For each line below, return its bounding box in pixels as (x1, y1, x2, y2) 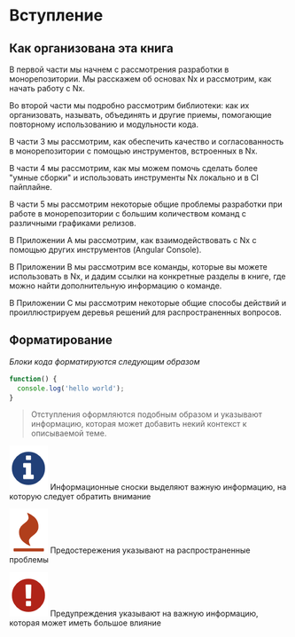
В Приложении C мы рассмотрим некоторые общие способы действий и (9, 298, 286, 308)
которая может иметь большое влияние (9, 617, 162, 628)
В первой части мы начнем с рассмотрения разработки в (9, 64, 229, 75)
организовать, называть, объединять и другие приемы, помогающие (9, 110, 272, 120)
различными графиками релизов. (9, 218, 137, 228)
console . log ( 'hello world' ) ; (17, 383, 125, 393)
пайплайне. (9, 182, 53, 192)
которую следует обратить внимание (9, 492, 151, 502)
